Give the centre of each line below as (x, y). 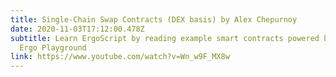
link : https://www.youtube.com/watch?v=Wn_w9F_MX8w (120, 57)
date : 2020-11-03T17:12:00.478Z (77, 29)
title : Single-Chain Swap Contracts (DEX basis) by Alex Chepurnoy (154, 19)
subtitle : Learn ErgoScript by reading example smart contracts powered (165, 38)
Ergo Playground (53, 47)
